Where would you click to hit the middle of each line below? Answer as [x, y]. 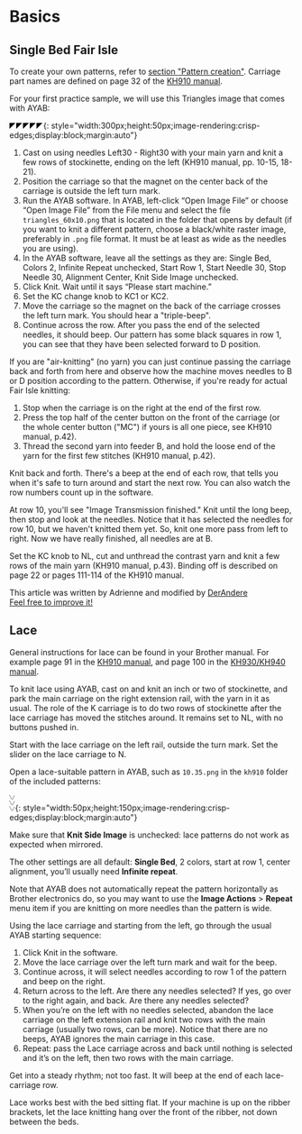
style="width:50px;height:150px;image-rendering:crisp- [126, 808]
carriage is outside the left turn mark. [91, 191]
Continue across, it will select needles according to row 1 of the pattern [154, 972]
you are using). [50, 248]
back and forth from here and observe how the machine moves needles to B [151, 371]
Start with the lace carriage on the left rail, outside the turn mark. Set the [144, 745]
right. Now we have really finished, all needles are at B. [111, 539]
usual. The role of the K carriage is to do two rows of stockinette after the [146, 708]
